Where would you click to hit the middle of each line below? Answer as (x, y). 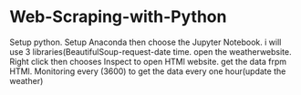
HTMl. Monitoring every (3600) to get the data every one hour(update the (148, 71)
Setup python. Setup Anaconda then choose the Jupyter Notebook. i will (145, 42)
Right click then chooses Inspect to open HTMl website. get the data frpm (148, 61)
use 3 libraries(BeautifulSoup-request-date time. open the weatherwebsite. (150, 51)
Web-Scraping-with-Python (118, 17)
